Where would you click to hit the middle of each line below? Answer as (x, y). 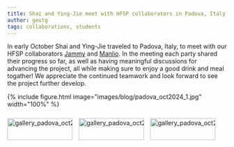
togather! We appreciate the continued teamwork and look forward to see (112, 76)
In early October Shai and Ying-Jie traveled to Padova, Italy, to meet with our (117, 47)
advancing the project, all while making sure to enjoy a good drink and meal (116, 69)
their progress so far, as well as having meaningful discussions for (102, 61)
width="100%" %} (33, 105)
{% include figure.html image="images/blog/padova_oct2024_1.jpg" (104, 97)
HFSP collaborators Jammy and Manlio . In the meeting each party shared (112, 54)
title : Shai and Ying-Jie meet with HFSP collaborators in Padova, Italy (117, 14)
